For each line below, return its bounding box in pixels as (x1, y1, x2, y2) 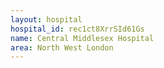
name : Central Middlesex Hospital (10, 33, 155, 43)
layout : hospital (10, 14, 83, 25)
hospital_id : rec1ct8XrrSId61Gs (10, 24, 145, 34)
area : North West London (10, 42, 114, 53)
